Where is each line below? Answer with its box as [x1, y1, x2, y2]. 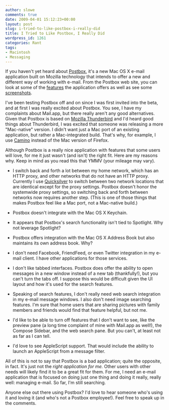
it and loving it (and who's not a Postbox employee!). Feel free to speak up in [5, 395, 165, 401]
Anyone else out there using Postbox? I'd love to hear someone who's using [5, 389, 163, 395]
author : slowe [5, 7, 35, 13]
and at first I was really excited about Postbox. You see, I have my [5, 105, 142, 111]
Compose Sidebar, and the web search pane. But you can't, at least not [12, 327, 161, 334]
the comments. [5, 400, 37, 406]
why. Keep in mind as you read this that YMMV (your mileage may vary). [5, 158, 155, 164]
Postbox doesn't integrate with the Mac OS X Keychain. [12, 210, 128, 216]
